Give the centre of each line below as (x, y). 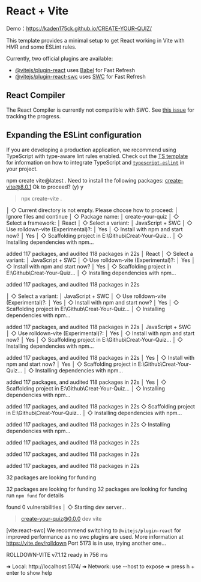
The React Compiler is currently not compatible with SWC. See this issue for (100, 110)
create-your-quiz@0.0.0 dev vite (61, 518)
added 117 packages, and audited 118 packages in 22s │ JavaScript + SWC (99, 327)
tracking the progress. (34, 116)
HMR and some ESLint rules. (41, 47)
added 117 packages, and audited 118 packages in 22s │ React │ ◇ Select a (100, 253)
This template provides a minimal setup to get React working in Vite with (95, 40)
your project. (22, 169)
